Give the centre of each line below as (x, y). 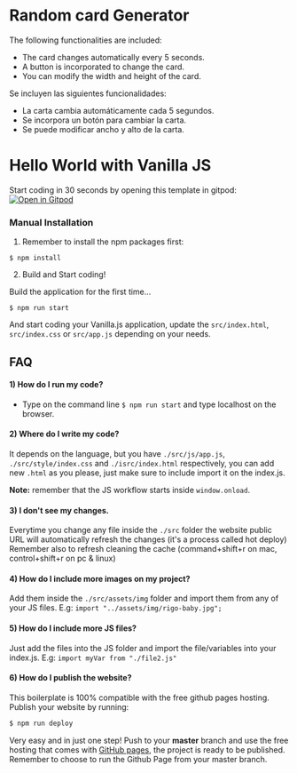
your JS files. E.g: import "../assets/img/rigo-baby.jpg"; (116, 608)
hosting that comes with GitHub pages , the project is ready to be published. (147, 749)
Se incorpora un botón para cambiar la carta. (104, 120)
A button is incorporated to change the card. (103, 67)
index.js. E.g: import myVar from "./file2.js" (93, 657)
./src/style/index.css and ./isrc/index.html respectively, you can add (142, 463)
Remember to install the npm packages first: (103, 242)
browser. (38, 413)
